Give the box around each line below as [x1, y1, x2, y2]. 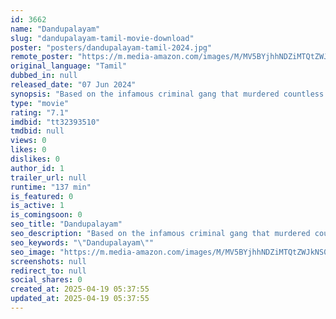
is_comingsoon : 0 [10, 210, 83, 220]
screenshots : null [10, 256, 87, 266]
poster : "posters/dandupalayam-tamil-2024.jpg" [10, 42, 213, 53]
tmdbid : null [10, 126, 65, 136]
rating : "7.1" [10, 107, 70, 118]
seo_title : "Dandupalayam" [10, 219, 123, 230]
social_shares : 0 [10, 275, 83, 285]
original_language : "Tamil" [10, 61, 128, 71]
